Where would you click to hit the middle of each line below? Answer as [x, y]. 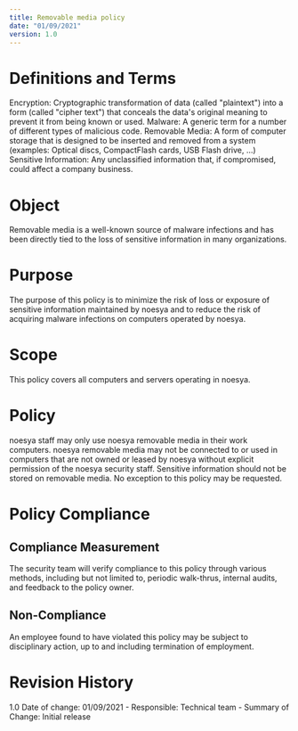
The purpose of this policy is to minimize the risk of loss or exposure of [139, 300]
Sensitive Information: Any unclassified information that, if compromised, [143, 160]
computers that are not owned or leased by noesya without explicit [132, 459]
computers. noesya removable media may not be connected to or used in [144, 450]
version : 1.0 [33, 34]
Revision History [72, 682]
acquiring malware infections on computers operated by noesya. [128, 319]
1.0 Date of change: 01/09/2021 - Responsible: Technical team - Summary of [149, 707]
